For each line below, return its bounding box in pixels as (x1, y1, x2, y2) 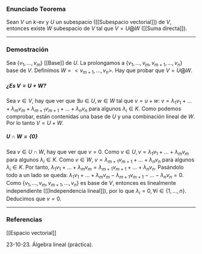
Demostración (6, 46, 49, 54)
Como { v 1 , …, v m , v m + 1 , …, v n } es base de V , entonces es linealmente (6, 179, 176, 188)
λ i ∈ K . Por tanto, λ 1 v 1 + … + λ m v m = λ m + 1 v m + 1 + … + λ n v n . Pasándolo (6, 164, 184, 172)
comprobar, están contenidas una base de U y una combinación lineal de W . (6, 113, 195, 120)
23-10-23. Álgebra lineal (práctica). (6, 241, 93, 248)
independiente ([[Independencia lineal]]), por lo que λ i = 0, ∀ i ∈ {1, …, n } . (6, 187, 186, 196)
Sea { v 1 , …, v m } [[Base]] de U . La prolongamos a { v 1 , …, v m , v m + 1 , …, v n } (6, 59, 183, 68)
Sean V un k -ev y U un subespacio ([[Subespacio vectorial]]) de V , (6, 19, 172, 26)
